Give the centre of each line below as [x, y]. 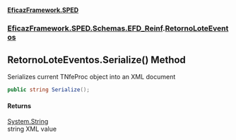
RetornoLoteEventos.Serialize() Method [96, 60]
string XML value [32, 129]
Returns [19, 105]
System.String [28, 122]
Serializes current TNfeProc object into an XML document [92, 77]
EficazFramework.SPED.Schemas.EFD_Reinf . [87, 28]
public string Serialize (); [49, 90]
